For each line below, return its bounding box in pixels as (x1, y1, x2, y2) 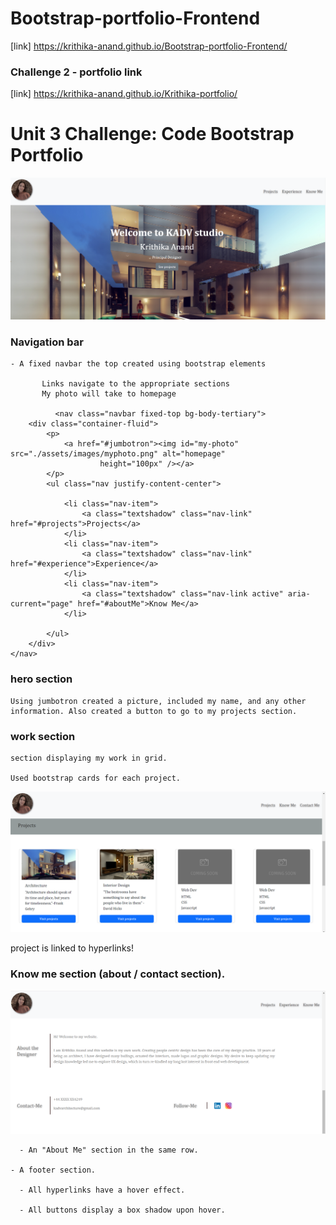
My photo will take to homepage (41, 389, 177, 399)
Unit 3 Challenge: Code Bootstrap (10, 123, 295, 146)
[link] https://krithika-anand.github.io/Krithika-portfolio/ (10, 88, 238, 100)
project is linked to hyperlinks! (10, 942, 134, 954)
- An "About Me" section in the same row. (19, 1145, 199, 1155)
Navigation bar (10, 335, 84, 349)
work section (10, 729, 76, 743)
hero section (10, 672, 73, 686)
